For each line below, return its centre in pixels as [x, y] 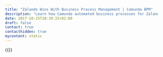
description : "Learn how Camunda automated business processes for [75, 14]
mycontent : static [24, 36]
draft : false [18, 23]
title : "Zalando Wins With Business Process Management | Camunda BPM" [79, 9]
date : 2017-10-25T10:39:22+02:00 [39, 18]
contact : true [19, 27]
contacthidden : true [26, 32]
